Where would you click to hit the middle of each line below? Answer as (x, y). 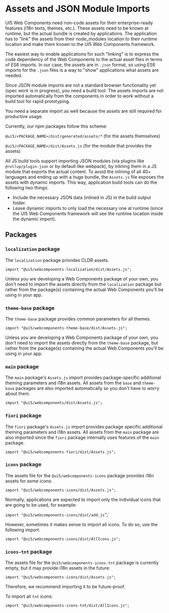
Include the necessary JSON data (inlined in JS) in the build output (82, 197)
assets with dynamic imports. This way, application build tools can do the (81, 182)
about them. (18, 394)
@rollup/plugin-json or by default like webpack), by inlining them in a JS (81, 166)
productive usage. (24, 116)
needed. (14, 75)
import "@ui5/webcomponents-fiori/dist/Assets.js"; (61, 452)
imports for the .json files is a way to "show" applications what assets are (82, 70)
